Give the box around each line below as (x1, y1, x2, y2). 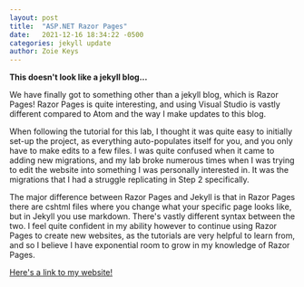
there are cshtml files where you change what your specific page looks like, (9, 201, 292, 213)
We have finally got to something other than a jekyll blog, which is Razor (9, 90, 279, 100)
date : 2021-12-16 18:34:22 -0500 (9, 30, 144, 39)
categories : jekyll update (9, 38, 112, 48)
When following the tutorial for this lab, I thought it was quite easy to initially (9, 126, 293, 137)
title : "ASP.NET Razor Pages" (9, 22, 128, 31)
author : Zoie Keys (9, 47, 79, 56)
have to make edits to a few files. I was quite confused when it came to (9, 146, 275, 157)
